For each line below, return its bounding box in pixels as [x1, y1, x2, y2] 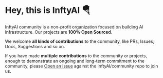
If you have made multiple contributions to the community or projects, [5, 52, 147, 59]
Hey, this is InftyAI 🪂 [5, 5, 91, 16]
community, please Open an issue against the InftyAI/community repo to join [5, 63, 158, 69]
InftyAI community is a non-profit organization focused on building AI [5, 24, 144, 30]
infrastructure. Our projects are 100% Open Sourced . [5, 29, 112, 35]
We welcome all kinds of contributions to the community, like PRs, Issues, [5, 38, 155, 44]
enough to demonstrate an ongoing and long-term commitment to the [5, 58, 145, 64]
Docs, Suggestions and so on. [5, 43, 65, 49]
